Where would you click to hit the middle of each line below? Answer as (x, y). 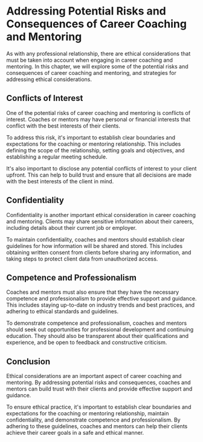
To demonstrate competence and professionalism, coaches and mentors (97, 323)
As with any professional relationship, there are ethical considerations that (98, 53)
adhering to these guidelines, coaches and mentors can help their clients (97, 426)
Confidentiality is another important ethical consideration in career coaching (101, 215)
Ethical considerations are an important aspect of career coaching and (94, 376)
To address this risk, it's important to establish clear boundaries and (91, 137)
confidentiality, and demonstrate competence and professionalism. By (93, 420)
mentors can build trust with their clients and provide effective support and (99, 389)
